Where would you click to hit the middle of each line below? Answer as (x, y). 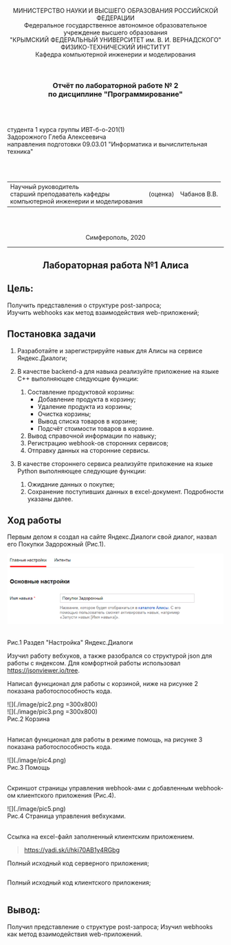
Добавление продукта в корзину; (87, 399)
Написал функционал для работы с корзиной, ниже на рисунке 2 (102, 683)
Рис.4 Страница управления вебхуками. (66, 816)
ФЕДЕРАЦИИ (115, 18)
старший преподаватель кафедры (60, 194)
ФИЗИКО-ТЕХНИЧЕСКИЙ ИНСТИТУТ (115, 47)
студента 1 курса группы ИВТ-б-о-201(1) (66, 130)
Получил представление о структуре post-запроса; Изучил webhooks (110, 926)
